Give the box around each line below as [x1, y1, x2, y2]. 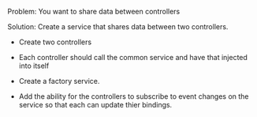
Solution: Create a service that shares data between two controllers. [7, 22, 229, 31]
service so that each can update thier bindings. [18, 100, 173, 109]
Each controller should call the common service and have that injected [18, 53, 248, 62]
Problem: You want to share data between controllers [7, 7, 181, 16]
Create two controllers [18, 37, 92, 47]
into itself [18, 61, 50, 70]
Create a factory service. [18, 77, 100, 85]
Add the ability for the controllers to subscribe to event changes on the [18, 92, 249, 101]
